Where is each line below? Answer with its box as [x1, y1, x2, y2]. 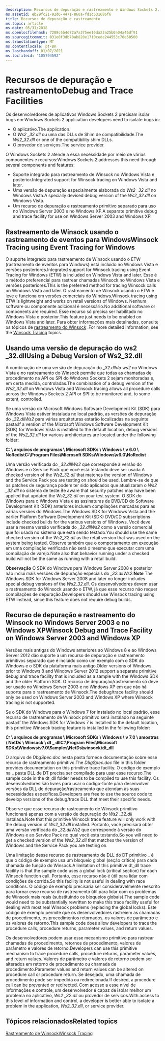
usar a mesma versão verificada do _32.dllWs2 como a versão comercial [5, 524, 152, 530]
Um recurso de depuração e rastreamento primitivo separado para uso [12, 203, 156, 209]
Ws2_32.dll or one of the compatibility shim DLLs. [12, 137, 113, 143]
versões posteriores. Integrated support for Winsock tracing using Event [5, 267, 151, 273]
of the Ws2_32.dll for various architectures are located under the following [5, 432, 156, 438]
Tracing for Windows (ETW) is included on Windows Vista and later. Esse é [5, 272, 157, 278]
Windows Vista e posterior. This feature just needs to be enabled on [5, 314, 142, 320]
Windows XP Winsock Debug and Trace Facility [5, 626, 153, 635]
